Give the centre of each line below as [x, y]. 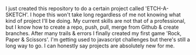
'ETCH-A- [157, 8]
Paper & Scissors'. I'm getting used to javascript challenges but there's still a [98, 39]
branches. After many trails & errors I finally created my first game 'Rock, [94, 33]
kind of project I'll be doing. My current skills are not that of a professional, [96, 21]
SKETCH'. [17, 15]
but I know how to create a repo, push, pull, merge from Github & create [92, 27]
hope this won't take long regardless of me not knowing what [107, 15]
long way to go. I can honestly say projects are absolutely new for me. [90, 46]
